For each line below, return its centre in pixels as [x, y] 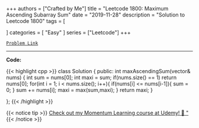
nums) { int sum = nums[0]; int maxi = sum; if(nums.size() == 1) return [91, 77]
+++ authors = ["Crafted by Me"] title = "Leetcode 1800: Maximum [87, 9]
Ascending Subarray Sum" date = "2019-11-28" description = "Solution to [96, 15]
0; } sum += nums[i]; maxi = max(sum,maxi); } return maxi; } [79, 90]
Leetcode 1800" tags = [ [36, 21]
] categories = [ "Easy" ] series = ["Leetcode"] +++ [69, 32]
